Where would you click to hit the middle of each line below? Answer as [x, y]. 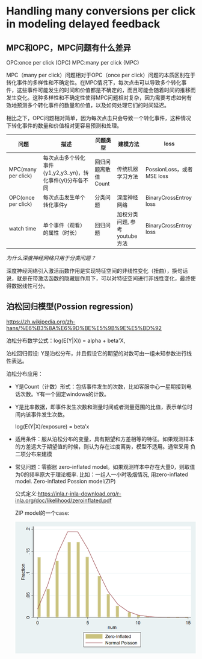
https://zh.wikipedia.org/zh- [41, 322]
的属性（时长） [62, 232]
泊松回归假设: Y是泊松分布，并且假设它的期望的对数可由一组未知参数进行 [96, 353]
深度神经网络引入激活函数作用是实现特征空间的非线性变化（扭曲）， [89, 270]
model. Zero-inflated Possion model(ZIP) [65, 481]
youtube [127, 236]
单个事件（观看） [64, 225]
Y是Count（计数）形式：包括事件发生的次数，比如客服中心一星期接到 [101, 386]
